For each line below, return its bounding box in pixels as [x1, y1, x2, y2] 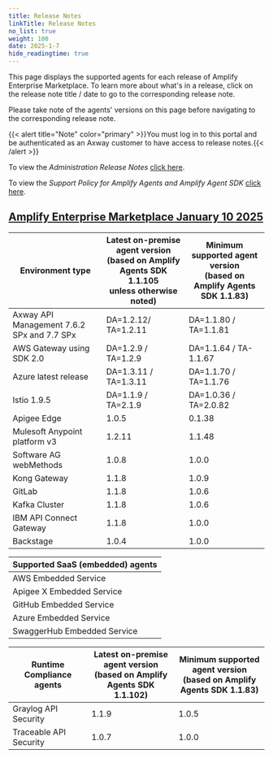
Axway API [12, 309, 54, 320]
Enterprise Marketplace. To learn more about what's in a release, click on [8, 80, 253, 90]
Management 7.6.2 [12, 318, 86, 330]
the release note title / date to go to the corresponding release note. [8, 89, 236, 98]
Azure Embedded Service [12, 612, 110, 623]
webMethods [12, 459, 63, 470]
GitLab [12, 485, 38, 496]
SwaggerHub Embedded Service [12, 625, 138, 636]
